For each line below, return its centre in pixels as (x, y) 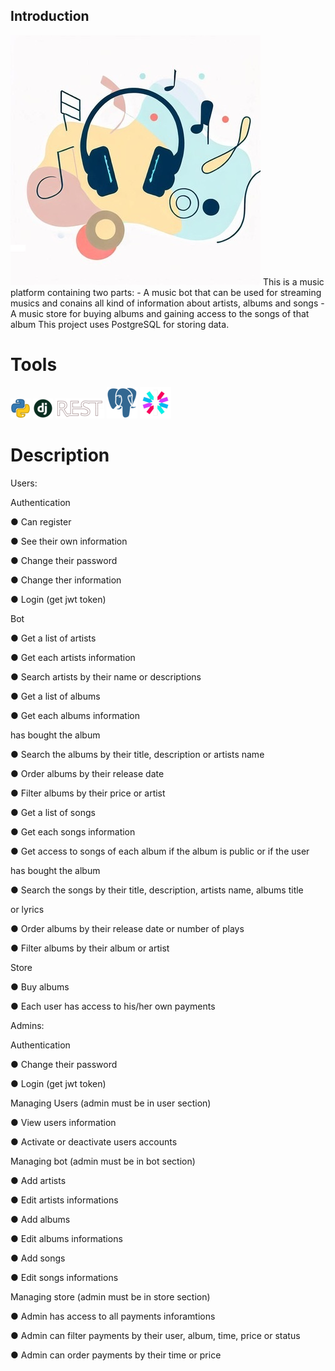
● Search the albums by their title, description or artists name (137, 754)
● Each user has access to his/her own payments (113, 1006)
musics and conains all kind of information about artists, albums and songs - (167, 303)
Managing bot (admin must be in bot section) (103, 1161)
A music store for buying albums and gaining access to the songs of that (160, 313)
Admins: (27, 1025)
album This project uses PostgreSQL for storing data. (120, 324)
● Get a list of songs (53, 812)
